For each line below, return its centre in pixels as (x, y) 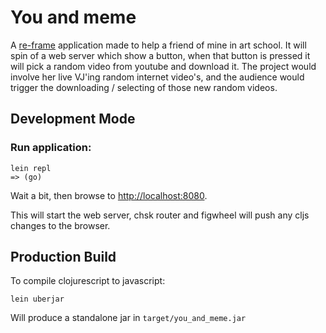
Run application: (51, 148)
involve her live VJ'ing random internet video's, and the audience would (157, 77)
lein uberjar (37, 299)
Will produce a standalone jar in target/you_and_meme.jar (128, 318)
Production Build (63, 257)
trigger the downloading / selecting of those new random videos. (144, 87)
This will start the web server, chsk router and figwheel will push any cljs (160, 215)
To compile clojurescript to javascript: (88, 281)
